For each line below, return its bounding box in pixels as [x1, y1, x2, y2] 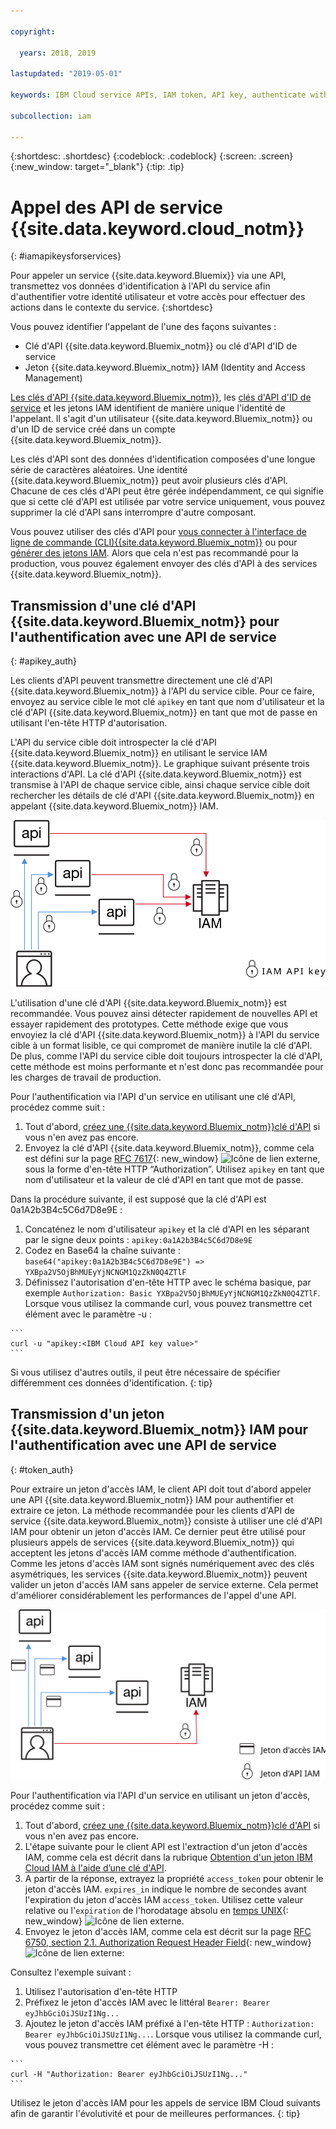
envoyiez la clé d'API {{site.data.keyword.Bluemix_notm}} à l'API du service [10, 1028, 320, 1040]
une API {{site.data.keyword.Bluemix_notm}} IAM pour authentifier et [10, 1493, 294, 1505]
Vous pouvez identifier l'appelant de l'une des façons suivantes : [10, 321, 277, 333]
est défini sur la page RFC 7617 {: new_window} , [24, 1152, 321, 1164]
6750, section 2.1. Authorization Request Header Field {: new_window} [24, 1936, 312, 1948]
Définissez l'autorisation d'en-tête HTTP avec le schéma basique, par [24, 1276, 312, 1288]
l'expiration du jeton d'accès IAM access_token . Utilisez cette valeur [24, 1893, 303, 1905]
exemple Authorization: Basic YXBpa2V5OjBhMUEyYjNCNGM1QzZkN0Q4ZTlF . [24, 1286, 321, 1299]
